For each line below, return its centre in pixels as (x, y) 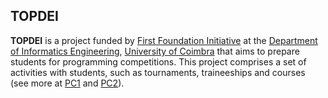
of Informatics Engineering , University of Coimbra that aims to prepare (155, 51)
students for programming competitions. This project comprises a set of (158, 61)
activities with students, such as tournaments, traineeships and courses (158, 72)
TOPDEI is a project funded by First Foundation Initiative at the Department (164, 40)
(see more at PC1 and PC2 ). (67, 83)
